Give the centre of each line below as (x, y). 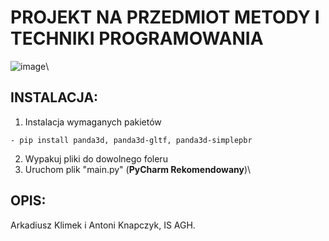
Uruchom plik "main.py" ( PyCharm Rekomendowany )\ (138, 169)
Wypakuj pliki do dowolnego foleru (96, 158)
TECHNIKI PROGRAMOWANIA (137, 38)
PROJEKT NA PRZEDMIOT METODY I (165, 17)
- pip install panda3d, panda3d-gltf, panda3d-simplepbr (131, 140)
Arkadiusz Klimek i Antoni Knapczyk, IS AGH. (103, 225)
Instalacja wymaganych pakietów (93, 122)
